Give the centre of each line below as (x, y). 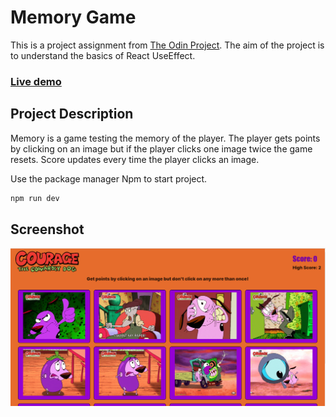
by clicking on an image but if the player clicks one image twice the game (161, 148)
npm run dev (35, 198)
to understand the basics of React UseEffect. (103, 55)
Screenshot (47, 229)
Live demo (36, 81)
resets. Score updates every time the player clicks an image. (135, 159)
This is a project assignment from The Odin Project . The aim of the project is (167, 45)
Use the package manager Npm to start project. (109, 178)
